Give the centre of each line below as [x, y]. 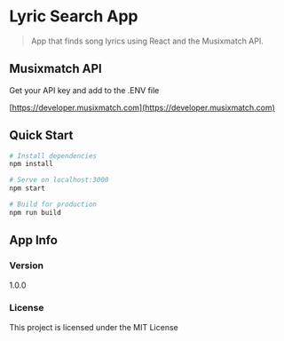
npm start [28, 188]
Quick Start [41, 135]
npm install [31, 164]
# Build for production [53, 205]
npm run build [35, 212]
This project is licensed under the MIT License [94, 327]
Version [27, 266]
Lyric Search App [74, 16]
